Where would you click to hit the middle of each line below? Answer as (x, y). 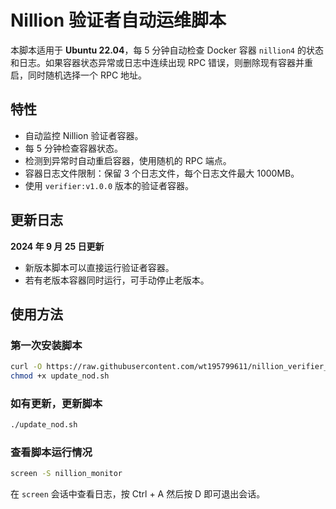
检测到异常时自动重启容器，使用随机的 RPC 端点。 (128, 160)
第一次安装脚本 (46, 345)
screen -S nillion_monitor (66, 474)
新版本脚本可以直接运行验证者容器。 (99, 267)
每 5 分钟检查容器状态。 (73, 148)
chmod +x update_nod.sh (60, 376)
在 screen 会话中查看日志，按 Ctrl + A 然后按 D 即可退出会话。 (138, 494)
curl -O (26, 367)
